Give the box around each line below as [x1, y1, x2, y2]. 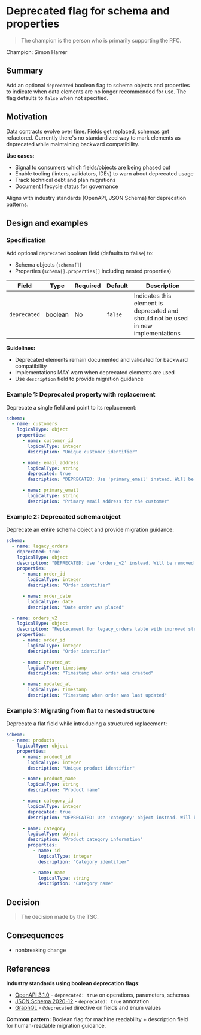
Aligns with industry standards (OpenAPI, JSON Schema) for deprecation [6, 194, 187, 201]
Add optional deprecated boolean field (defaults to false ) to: [6, 250, 154, 257]
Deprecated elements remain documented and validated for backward [14, 356, 188, 364]
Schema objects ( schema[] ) [14, 261, 82, 268]
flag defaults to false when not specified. [6, 94, 109, 101]
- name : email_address [22, 459, 79, 465]
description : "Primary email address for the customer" [28, 498, 170, 504]
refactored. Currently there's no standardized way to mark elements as [6, 134, 181, 141]
